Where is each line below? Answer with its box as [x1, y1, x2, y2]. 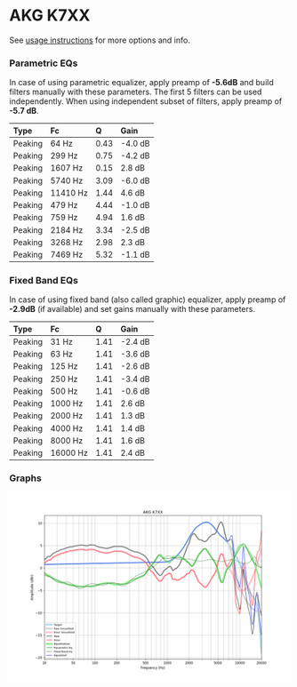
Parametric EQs [9, 57, 78, 69]
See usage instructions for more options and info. [9, 35, 191, 45]
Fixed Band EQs [9, 274, 78, 286]
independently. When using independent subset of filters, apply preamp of [9, 96, 283, 107]
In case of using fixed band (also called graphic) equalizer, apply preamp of [9, 294, 286, 305]
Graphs [9, 472, 42, 484]
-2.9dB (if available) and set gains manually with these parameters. [9, 304, 256, 315]
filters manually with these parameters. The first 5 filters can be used [9, 86, 262, 98]
